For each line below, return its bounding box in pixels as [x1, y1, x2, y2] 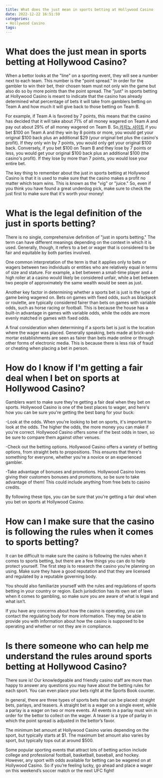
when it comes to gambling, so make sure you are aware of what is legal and [5, 593, 159, 599]
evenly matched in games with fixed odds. [5, 315, 90, 321]
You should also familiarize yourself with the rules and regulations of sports [5, 583, 156, 589]
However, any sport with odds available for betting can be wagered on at [5, 757, 151, 763]
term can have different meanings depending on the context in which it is [5, 240, 152, 245]
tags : [5, 25, 16, 30]
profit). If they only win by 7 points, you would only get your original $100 [5, 140, 152, 146]
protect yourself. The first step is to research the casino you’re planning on [5, 563, 155, 569]
